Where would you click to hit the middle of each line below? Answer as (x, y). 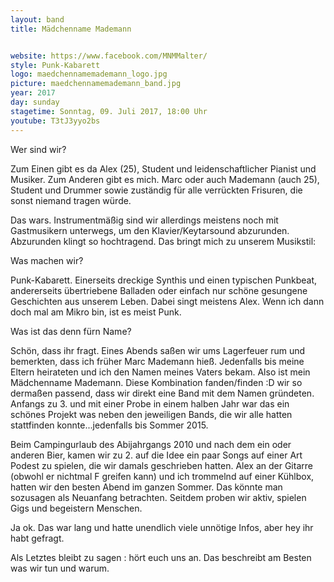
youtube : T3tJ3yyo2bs (55, 121)
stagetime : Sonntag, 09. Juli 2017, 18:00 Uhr (109, 111)
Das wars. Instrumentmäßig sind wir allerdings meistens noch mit (144, 220)
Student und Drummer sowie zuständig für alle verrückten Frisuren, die (156, 190)
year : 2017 (33, 93)
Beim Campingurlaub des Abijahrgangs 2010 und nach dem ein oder (151, 444)
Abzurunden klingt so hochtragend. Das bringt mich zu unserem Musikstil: (163, 241)
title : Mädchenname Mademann (71, 29)
